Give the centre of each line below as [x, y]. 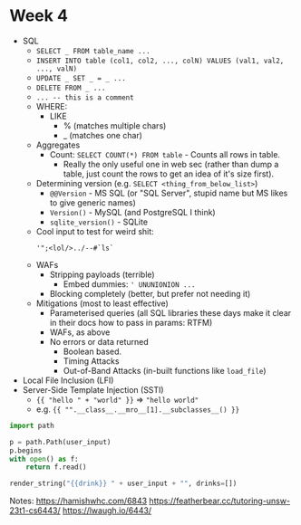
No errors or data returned [99, 341]
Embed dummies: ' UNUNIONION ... [129, 284]
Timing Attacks [91, 361]
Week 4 [39, 16]
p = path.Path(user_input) [60, 442]
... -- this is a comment [85, 97]
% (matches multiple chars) [115, 125]
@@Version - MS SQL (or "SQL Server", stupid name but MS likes [169, 193]
